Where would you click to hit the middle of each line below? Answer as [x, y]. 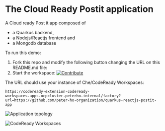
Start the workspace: [34, 72]
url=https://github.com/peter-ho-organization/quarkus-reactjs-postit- [81, 100]
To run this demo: [23, 53]
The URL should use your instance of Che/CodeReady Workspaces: [75, 82]
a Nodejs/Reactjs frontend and [44, 38]
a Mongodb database [34, 43]
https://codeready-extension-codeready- [48, 91]
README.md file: [30, 67]
